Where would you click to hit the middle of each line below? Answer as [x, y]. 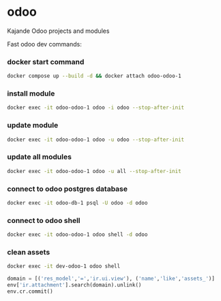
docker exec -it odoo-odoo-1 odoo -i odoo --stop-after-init [96, 108]
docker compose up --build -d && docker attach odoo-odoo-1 [94, 76]
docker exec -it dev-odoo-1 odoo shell [64, 266]
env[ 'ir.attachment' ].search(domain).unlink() [74, 285]
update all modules [39, 157]
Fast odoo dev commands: [44, 44]
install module [31, 94]
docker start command [46, 62]
